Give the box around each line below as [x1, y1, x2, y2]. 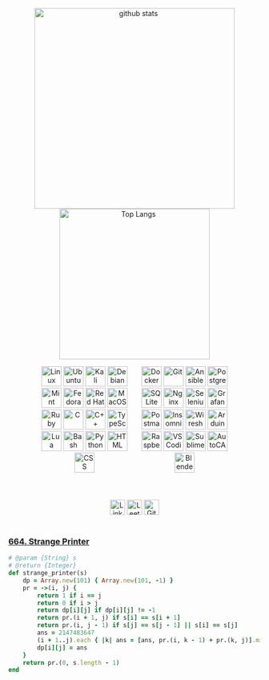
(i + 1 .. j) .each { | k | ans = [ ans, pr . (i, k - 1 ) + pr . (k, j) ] [37, 636, 253, 644]
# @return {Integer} [8, 562, 78, 570]
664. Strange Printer [8, 535, 90, 547]
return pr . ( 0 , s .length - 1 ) [22, 658, 120, 666]
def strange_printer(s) [8, 569, 88, 577]
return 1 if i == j [37, 591, 102, 600]
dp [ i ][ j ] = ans [37, 643, 88, 652]
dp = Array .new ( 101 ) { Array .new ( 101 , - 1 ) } [22, 576, 174, 584]
